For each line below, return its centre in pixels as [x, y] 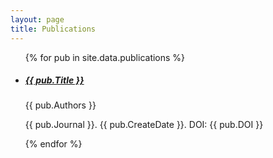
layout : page [37, 19]
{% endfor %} [53, 144]
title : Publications [53, 29]
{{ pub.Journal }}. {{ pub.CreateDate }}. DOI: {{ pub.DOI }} [144, 125]
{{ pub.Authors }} [60, 105]
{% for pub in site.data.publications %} [105, 57]
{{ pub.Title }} [54, 80]
